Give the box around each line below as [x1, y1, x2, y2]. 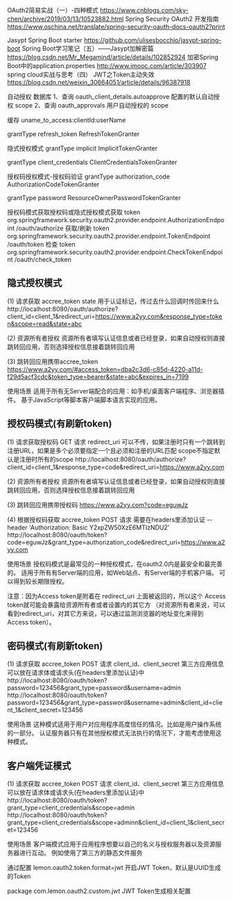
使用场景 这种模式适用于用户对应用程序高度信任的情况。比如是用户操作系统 [7, 720, 222, 728]
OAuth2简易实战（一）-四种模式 [7, 6, 98, 14]
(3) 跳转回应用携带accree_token [7, 357, 98, 366]
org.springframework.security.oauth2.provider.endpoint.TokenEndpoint [7, 232, 211, 240]
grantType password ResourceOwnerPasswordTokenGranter [7, 194, 182, 202]
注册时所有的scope [19, 454, 74, 464]
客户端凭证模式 [7, 760, 71, 771]
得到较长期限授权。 [12, 577, 68, 585]
